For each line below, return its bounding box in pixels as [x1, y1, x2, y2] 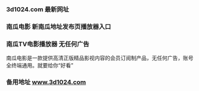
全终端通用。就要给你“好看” [6, 62, 74, 69]
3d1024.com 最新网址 [6, 5, 70, 13]
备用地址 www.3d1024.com [6, 78, 86, 86]
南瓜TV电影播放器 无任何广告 [6, 40, 90, 48]
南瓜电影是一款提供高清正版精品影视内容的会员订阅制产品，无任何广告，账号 [6, 54, 194, 61]
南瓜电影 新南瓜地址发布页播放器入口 [6, 22, 111, 31]
